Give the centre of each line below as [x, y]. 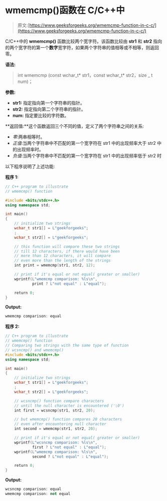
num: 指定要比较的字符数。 [41, 115]
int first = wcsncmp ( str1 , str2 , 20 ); [55, 410]
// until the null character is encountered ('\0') [69, 405]
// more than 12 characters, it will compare [63, 256]
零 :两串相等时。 [29, 137]
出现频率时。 [30, 149]
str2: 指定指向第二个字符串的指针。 [49, 109]
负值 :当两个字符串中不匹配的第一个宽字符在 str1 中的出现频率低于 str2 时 [87, 155]
